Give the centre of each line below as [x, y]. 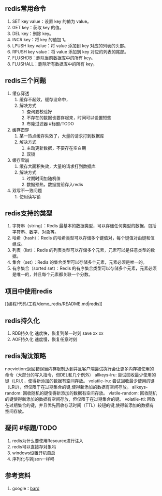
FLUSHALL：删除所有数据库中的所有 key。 [55, 64]
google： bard [26, 488]
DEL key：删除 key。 [33, 34]
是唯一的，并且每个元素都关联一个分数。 [52, 274]
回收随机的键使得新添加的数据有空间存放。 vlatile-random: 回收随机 [90, 393]
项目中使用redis [29, 291]
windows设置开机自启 [34, 453]
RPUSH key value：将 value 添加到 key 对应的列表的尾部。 [70, 51]
